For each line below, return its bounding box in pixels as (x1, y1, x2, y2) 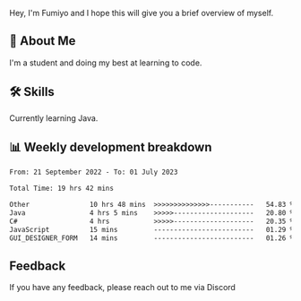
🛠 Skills (9, 84, 56, 99)
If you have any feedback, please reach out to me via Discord (9, 282, 236, 293)
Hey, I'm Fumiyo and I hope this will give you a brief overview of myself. (9, 8, 274, 18)
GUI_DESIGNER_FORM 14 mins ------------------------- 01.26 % (9, 233, 295, 243)
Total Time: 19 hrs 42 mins (9, 184, 115, 193)
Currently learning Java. (9, 112, 99, 124)
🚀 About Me (9, 33, 76, 48)
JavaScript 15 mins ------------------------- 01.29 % (9, 225, 295, 234)
